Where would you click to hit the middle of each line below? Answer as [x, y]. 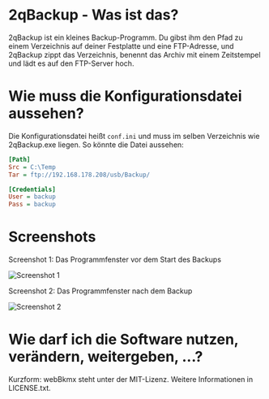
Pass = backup [32, 205]
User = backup [32, 197]
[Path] [19, 159]
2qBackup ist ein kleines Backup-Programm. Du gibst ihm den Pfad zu [126, 37]
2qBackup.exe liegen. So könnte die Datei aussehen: [96, 145]
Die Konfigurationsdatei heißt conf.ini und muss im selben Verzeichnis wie [134, 136]
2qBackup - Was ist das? [94, 15]
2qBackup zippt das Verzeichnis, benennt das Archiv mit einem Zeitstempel [134, 54]
